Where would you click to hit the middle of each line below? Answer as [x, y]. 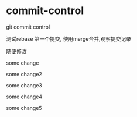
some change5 [24, 108]
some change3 [24, 85]
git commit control [28, 27]
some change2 [24, 74]
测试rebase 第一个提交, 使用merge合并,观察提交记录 [69, 38]
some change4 [24, 97]
